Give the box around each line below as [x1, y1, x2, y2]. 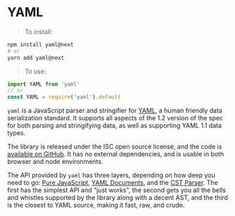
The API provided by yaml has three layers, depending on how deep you [7, 171, 216, 179]
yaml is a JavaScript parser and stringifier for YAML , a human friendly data [7, 106, 223, 115]
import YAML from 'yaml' [7, 80, 80, 88]
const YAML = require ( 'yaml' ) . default [7, 94, 121, 101]
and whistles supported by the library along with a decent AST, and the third [7, 193, 229, 202]
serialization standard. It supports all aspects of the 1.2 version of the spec [7, 114, 224, 122]
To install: [24, 27, 53, 36]
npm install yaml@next [7, 41, 74, 48]
